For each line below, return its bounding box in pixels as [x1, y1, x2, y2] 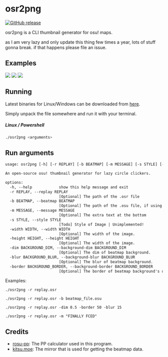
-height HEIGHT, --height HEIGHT [9, 236, 79, 241]
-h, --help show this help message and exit [9, 184, 128, 190]
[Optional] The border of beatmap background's [58, 269, 160, 274]
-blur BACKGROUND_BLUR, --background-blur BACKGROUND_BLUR [9, 255, 135, 260]
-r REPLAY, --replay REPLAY [9, 189, 68, 194]
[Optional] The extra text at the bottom [58, 213, 146, 218]
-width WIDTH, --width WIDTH [9, 226, 70, 231]
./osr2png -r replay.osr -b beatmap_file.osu [5, 296, 101, 301]
